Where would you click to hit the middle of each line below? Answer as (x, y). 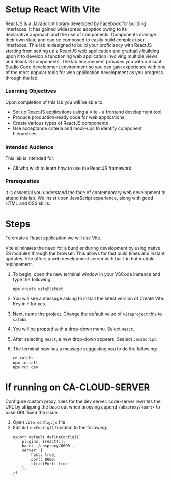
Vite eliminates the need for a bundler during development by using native (83, 248)
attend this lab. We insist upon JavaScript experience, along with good (79, 198)
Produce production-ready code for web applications (68, 117)
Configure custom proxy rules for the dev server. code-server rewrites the (83, 401)
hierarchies (24, 134)
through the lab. (22, 78)
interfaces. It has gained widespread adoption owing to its (66, 29)
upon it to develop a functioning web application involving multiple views (81, 56)
